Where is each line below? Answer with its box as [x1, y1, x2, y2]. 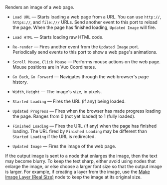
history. [12, 79, 28, 85]
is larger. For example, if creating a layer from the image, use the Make [5, 169, 151, 175]
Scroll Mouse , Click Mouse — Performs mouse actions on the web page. [12, 59, 161, 64]
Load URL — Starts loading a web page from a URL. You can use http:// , [12, 14, 162, 19]
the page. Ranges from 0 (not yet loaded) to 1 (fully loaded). [12, 113, 136, 119]
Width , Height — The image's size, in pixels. [12, 89, 102, 94]
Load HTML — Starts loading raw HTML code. [12, 34, 104, 40]
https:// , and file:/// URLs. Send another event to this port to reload [12, 19, 158, 25]
